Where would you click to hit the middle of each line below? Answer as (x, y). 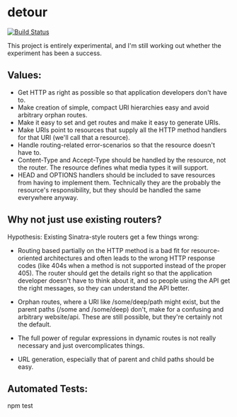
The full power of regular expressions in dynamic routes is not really (117, 338)
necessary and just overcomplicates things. (81, 345)
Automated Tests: (48, 388)
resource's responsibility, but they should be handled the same (109, 190)
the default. (34, 324)
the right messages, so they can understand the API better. (103, 288)
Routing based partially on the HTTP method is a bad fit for (103, 250)
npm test (20, 406)
